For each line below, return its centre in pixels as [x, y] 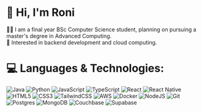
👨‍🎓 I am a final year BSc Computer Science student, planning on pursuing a [102, 29]
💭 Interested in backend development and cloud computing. [82, 42]
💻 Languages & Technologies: [85, 68]
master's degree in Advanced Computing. [59, 35]
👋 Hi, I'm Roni [41, 13]
